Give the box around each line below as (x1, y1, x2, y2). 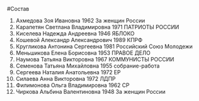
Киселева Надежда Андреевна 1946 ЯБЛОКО (15, 30, 135, 37)
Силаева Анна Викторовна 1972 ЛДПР (15, 75, 116, 82)
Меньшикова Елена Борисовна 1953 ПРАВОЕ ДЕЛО (15, 49, 151, 57)
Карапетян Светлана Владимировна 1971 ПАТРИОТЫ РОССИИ (15, 24, 179, 30)
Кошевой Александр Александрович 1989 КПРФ (15, 37, 143, 43)
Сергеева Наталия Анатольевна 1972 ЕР (15, 69, 121, 75)
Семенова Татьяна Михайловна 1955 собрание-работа (15, 62, 160, 69)
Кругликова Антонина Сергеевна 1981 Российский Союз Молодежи (15, 43, 193, 50)
